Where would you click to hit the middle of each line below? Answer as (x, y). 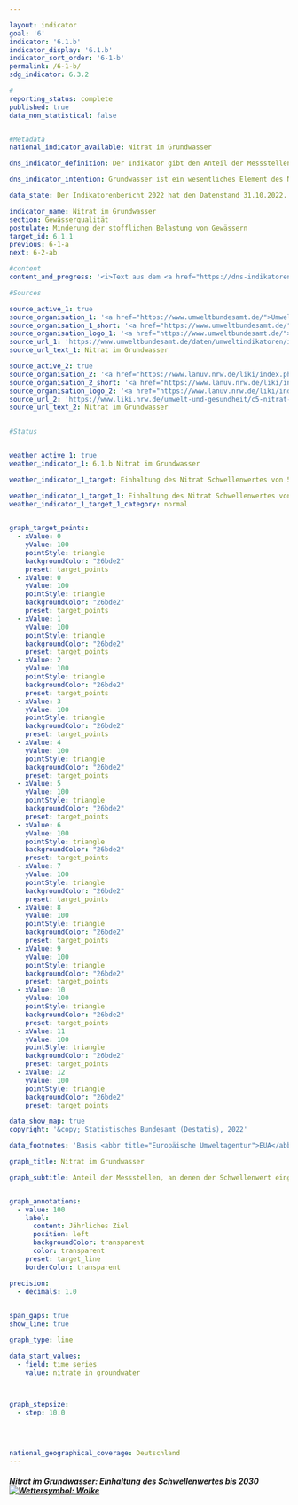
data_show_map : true (47, 1121)
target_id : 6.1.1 (41, 236)
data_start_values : (45, 1356)
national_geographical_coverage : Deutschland (94, 1453)
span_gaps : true (39, 1316)
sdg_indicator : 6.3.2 (49, 75)
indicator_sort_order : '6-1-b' (67, 59)
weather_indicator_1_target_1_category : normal (99, 504)
